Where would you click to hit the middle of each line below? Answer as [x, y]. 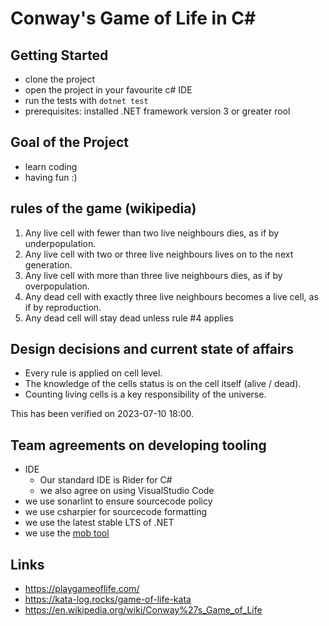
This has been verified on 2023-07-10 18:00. [102, 414]
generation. [48, 264]
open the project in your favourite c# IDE [108, 90]
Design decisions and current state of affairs [152, 349]
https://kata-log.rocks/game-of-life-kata [108, 599]
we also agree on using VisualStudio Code [127, 491]
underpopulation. [60, 243]
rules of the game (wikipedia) [103, 208]
